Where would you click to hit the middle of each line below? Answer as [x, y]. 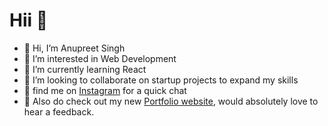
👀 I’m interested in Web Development [100, 58]
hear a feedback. [59, 111]
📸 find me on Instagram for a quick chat [105, 90]
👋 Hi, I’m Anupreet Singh [74, 48]
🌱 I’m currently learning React [85, 69]
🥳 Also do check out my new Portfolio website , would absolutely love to [171, 101]
